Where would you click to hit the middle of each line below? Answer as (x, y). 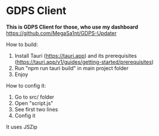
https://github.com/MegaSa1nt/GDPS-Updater (61, 33)
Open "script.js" (34, 103)
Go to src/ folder (34, 97)
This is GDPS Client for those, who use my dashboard (72, 27)
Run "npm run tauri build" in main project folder (71, 68)
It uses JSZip (22, 127)
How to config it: (26, 85)
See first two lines (36, 109)
